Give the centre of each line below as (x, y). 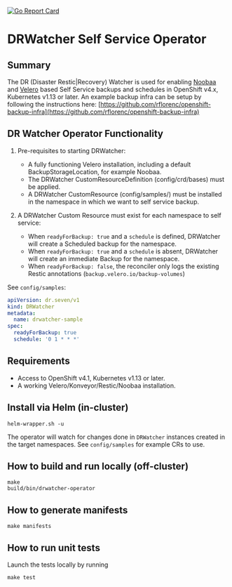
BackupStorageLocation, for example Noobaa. (95, 171)
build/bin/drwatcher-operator (52, 489)
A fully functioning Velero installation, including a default (109, 164)
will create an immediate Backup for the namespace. (104, 258)
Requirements (39, 361)
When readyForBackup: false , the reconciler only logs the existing (123, 266)
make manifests (29, 527)
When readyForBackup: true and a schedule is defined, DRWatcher (124, 236)
